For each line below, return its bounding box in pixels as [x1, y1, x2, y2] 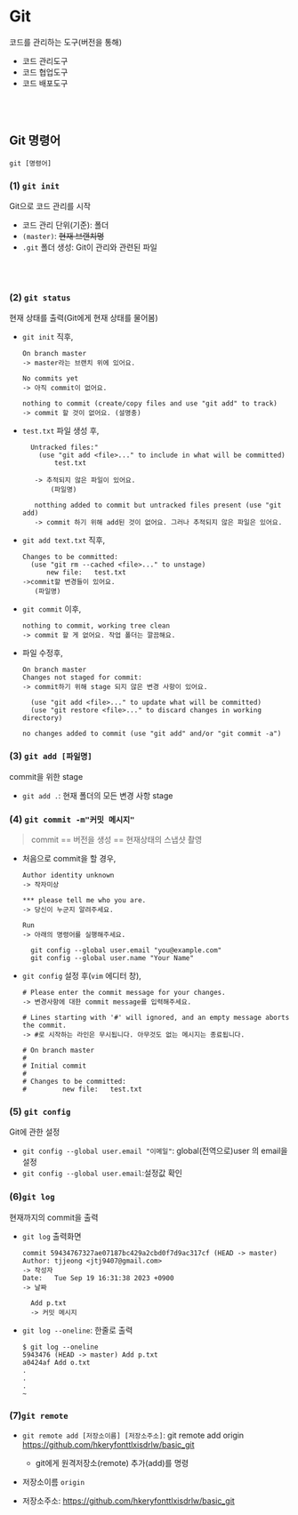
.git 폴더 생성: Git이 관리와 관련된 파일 [21, 242, 157, 252]
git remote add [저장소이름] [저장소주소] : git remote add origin [21, 1430, 245, 1440]
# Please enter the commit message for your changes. [21, 988, 226, 997]
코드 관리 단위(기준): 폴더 [21, 220, 109, 230]
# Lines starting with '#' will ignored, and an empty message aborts [21, 1013, 290, 1022]
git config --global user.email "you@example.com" [30, 945, 222, 955]
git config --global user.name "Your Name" [30, 953, 194, 962]
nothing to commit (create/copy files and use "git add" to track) [21, 399, 278, 408]
